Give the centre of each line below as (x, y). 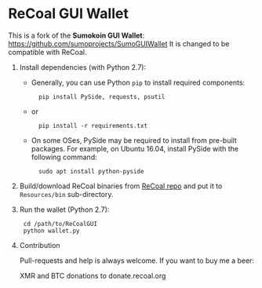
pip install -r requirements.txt (93, 126)
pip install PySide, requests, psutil (102, 97)
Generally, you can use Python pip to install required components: (138, 82)
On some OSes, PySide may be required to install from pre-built (134, 140)
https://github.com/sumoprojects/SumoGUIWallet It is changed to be (119, 43)
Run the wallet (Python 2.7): (64, 210)
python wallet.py (51, 231)
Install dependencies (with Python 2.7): (83, 67)
